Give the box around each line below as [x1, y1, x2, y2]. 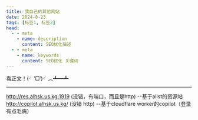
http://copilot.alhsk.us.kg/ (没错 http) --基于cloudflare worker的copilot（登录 [6, 100, 192, 107]
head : [6, 25, 19, 31]
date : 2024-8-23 [6, 14, 46, 20]
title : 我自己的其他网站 [6, 8, 60, 15]
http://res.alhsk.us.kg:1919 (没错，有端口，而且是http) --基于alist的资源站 [6, 92, 183, 100]
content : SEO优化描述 [21, 42, 72, 48]
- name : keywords [16, 52, 60, 58]
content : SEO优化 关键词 [21, 58, 78, 64]
